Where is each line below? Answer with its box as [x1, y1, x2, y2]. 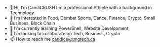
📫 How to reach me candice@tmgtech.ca [9, 36, 95, 42]
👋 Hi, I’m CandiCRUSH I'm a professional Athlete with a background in [9, 5, 152, 10]
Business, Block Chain [9, 20, 55, 26]
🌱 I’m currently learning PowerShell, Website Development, [9, 25, 130, 31]
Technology [9, 10, 35, 16]
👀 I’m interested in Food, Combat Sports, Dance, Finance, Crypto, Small [9, 15, 156, 21]
